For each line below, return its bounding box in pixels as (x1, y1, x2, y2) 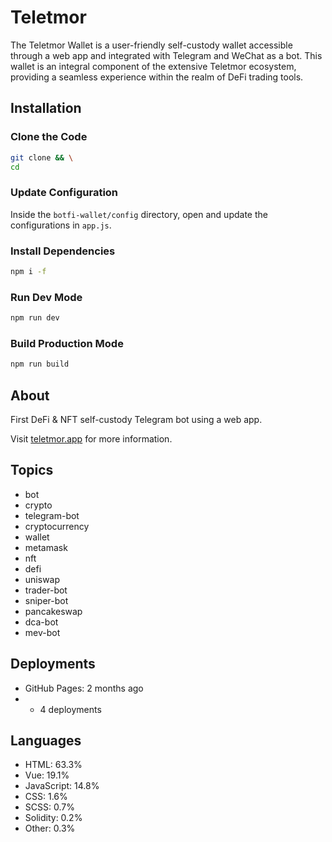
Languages (10, 732, 82, 750)
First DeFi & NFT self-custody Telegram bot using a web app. (10, 414, 263, 425)
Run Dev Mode (10, 290, 83, 304)
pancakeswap (24, 605, 83, 617)
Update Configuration (10, 186, 119, 200)
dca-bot (24, 616, 59, 628)
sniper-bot (24, 594, 69, 606)
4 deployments (39, 703, 102, 715)
